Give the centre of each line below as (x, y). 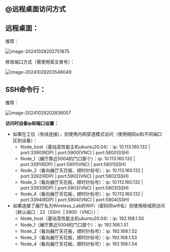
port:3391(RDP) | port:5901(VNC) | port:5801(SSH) (73, 164)
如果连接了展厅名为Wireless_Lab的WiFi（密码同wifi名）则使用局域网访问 (89, 206)
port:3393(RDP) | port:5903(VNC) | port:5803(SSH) (75, 188)
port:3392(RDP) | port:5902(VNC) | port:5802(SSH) (75, 176)
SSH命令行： (26, 89)
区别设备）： (25, 141)
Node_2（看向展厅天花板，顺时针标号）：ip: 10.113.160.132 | (82, 171)
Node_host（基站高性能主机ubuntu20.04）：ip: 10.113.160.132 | (85, 147)
